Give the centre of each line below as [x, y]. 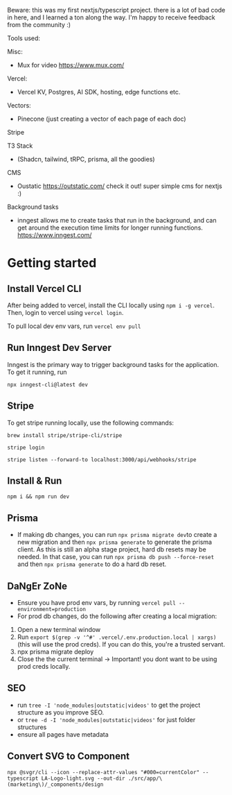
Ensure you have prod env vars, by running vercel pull [97, 603]
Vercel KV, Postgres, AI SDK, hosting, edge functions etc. [99, 92]
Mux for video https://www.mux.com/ [71, 65]
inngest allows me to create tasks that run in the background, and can [117, 220]
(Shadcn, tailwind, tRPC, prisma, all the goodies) [86, 159]
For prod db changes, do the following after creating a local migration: [117, 616]
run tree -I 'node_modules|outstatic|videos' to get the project [109, 705]
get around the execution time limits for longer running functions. [110, 228]
